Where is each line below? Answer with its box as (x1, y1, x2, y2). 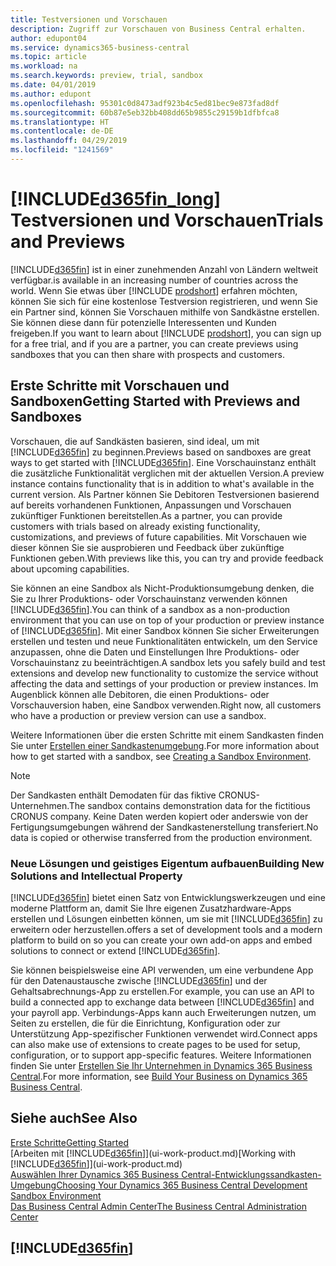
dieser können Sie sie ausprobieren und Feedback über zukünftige (10, 541, 285, 553)
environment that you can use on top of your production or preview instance (10, 614, 325, 626)
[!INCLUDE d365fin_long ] (10, 188, 221, 211)
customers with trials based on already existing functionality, (10, 520, 261, 532)
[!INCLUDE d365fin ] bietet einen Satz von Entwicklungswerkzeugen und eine (10, 891, 326, 903)
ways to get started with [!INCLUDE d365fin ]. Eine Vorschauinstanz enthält (10, 456, 317, 468)
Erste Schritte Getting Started (10, 1136, 129, 1148)
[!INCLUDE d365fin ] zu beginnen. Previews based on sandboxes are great (10, 446, 312, 458)
